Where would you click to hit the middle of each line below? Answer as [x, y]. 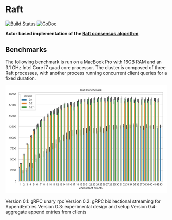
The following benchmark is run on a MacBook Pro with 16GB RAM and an [83, 62]
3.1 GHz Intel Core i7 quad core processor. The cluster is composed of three [85, 67]
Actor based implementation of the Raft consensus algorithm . [73, 33]
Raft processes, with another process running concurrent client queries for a [86, 73]
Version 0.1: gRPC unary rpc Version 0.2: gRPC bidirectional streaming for [83, 201]
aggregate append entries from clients [46, 212]
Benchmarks [26, 50]
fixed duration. [21, 78]
